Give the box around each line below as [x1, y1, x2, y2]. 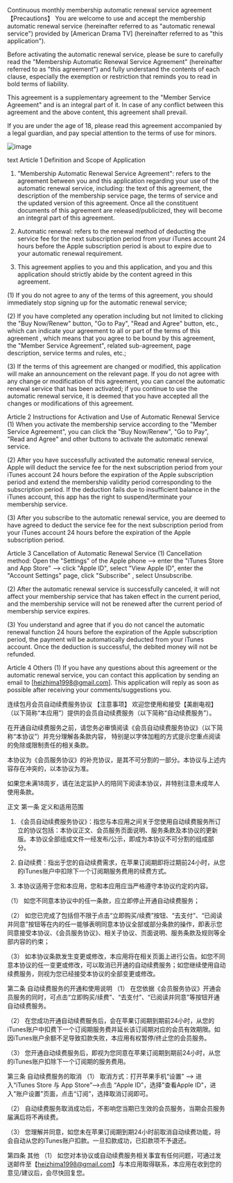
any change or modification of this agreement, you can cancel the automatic [7, 377, 225, 385]
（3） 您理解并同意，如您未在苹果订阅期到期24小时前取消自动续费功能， [7, 1128, 215, 1136]
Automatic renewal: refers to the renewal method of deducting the [17, 227, 207, 235]
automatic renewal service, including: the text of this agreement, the [17, 184, 213, 192]
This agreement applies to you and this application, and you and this [17, 263, 213, 271]
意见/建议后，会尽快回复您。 [7, 1168, 89, 1177]
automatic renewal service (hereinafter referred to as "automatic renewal [7, 22, 216, 30]
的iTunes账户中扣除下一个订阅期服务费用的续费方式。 [17, 867, 171, 875]
